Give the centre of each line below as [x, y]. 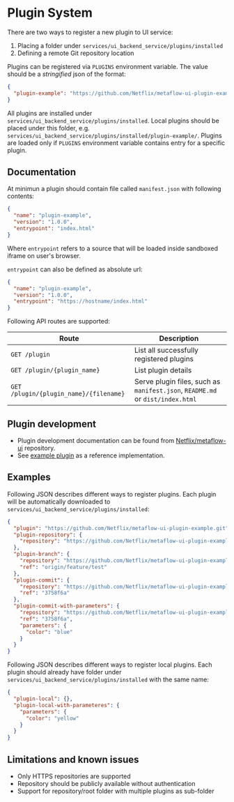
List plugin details [163, 370]
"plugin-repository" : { [48, 535]
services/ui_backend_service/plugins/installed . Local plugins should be [113, 121]
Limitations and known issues [73, 759]
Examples [29, 477]
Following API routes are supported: [58, 321]
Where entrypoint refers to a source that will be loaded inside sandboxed [112, 248]
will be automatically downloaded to [59, 501]
